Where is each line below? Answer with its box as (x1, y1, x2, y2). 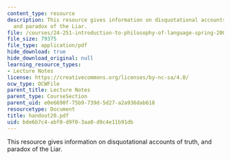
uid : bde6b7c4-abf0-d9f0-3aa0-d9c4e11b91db (7, 118, 134, 126)
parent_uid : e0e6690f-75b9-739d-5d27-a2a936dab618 (7, 100, 155, 106)
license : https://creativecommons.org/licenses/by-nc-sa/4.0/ (7, 73, 189, 81)
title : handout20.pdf (7, 112, 69, 119)
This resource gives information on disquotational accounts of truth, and (7, 137, 212, 146)
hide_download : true (7, 49, 67, 56)
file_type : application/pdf (7, 42, 88, 49)
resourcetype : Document (7, 106, 76, 113)
